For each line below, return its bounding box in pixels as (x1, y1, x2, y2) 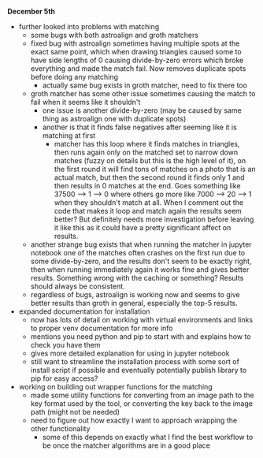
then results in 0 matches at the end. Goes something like (54, 181, 241, 190)
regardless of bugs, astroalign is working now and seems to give (30, 290, 241, 299)
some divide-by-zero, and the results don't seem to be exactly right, (30, 256, 252, 266)
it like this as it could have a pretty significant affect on (54, 223, 232, 232)
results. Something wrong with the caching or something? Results (30, 274, 244, 282)
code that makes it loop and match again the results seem (54, 207, 242, 215)
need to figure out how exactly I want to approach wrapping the (30, 415, 238, 425)
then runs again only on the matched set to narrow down (54, 147, 238, 157)
